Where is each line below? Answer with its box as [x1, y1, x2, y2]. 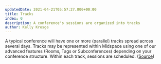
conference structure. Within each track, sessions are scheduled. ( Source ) [5, 53, 155, 59]
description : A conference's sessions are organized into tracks [5, 20, 140, 26]
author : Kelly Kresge [5, 25, 49, 30]
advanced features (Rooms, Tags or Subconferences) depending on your [5, 49, 152, 54]
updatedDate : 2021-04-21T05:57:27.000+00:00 [5, 7, 97, 12]
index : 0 [5, 16, 23, 21]
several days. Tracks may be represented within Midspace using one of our [5, 43, 156, 49]
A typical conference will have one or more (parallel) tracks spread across [5, 38, 153, 44]
